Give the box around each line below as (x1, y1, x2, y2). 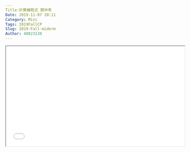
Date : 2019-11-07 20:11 (5, 12, 56, 17)
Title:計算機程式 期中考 (5, 7, 52, 13)
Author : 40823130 (5, 31, 42, 36)
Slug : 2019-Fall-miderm (5, 27, 56, 32)
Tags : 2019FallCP (5, 21, 42, 27)
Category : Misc (5, 17, 38, 22)
